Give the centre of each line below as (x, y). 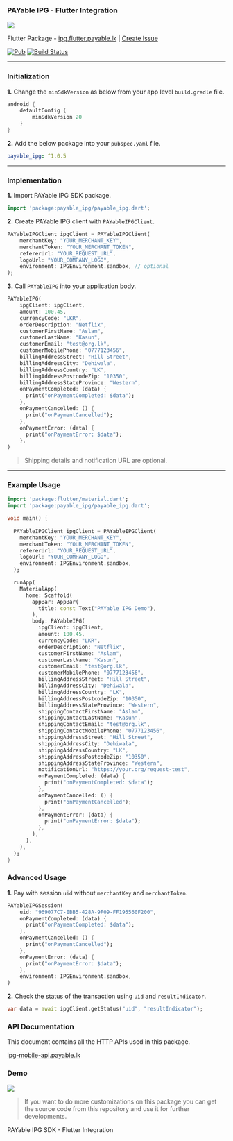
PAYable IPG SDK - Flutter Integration (60, 1129)
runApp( (25, 583)
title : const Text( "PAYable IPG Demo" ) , (97, 608)
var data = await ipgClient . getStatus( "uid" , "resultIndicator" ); (105, 1009)
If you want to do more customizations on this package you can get (120, 1101)
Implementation (35, 180)
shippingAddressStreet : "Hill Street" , (96, 738)
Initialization (28, 76)
